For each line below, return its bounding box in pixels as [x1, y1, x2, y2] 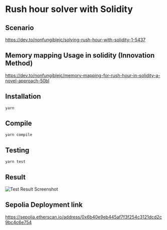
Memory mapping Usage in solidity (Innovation [5, 51, 155, 60]
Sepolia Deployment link [5, 200, 83, 209]
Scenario [5, 24, 34, 32]
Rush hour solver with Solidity [5, 4, 133, 15]
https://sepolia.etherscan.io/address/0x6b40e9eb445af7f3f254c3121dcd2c [5, 214, 162, 220]
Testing [5, 146, 30, 154]
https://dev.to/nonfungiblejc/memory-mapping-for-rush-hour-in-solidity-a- [5, 72, 160, 78]
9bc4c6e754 [5, 219, 32, 225]
